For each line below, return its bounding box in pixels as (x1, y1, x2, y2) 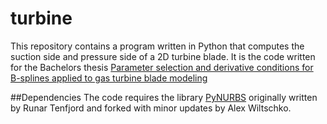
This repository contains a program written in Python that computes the (10, 40, 305, 52)
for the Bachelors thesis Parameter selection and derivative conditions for (10, 61, 314, 73)
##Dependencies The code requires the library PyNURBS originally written (10, 91, 318, 103)
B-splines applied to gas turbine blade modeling (10, 72, 208, 84)
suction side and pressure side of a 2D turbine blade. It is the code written (10, 50, 316, 62)
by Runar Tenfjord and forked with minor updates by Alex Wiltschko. (10, 102, 292, 114)
